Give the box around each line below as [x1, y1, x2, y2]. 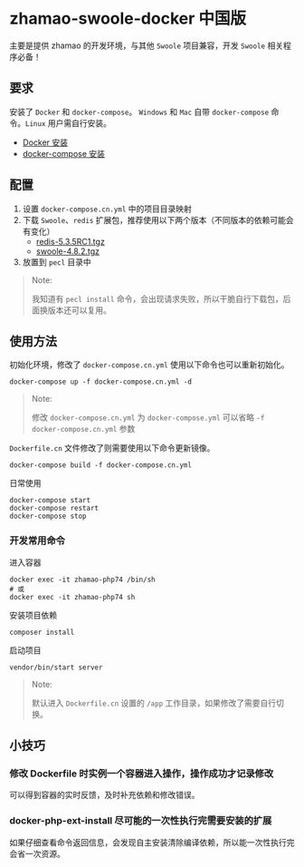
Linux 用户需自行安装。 [25, 117, 111, 128]
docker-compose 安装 [22, 148, 106, 159]
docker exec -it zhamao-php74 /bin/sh [9, 575, 156, 584]
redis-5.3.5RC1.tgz [35, 236, 106, 247]
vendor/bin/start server [9, 663, 103, 672]
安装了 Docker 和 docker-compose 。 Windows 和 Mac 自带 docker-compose [9, 106, 270, 117]
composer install [9, 628, 75, 637]
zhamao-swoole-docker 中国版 [9, 8, 247, 29]
